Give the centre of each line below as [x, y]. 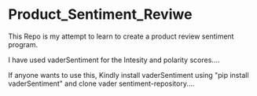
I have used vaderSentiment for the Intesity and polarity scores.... [114, 60]
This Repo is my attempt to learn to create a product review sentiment [121, 36]
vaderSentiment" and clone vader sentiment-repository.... [101, 83]
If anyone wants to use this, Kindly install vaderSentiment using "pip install [128, 75]
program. [23, 44]
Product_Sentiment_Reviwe [100, 15]
